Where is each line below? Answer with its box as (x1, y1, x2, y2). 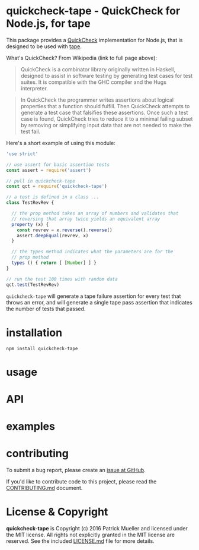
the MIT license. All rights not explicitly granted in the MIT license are (6, 531, 175, 538)
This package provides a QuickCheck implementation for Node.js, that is (6, 36, 183, 43)
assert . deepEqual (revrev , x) (17, 232, 89, 238)
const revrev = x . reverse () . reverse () (17, 227, 113, 233)
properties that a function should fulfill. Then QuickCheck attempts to (20, 102, 190, 109)
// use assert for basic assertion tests (6, 162, 110, 168)
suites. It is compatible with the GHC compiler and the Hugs (20, 78, 167, 86)
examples (6, 420, 55, 433)
